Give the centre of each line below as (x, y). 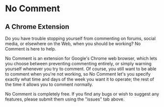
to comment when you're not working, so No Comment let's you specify (78, 74)
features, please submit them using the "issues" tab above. (65, 99)
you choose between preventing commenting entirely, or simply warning (78, 64)
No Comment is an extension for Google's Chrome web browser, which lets (81, 58)
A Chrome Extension (37, 27)
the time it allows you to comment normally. (49, 84)
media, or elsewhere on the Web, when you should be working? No (73, 44)
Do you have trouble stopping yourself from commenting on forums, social (81, 38)
